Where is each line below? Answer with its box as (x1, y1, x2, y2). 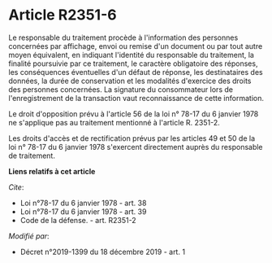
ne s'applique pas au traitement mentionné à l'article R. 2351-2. (8, 117, 221, 127)
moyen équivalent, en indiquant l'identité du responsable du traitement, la (8, 50, 254, 59)
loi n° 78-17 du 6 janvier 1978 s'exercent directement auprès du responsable (8, 142, 263, 151)
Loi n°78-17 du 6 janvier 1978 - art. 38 (19, 198, 147, 208)
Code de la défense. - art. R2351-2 (19, 215, 136, 225)
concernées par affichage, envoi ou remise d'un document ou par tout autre (8, 41, 263, 50)
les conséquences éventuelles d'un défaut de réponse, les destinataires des (8, 67, 263, 77)
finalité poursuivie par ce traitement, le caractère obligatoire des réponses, (8, 59, 258, 68)
